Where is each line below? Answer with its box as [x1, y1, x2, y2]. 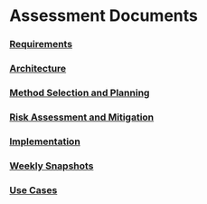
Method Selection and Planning [9, 86, 150, 99]
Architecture [9, 63, 67, 75]
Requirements [9, 38, 73, 51]
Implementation [9, 135, 81, 148]
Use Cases [9, 183, 58, 196]
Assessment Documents [9, 5, 199, 26]
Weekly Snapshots [9, 160, 94, 172]
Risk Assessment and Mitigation [9, 111, 155, 123]
